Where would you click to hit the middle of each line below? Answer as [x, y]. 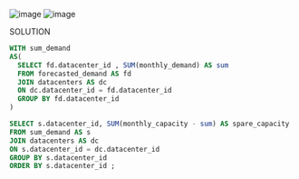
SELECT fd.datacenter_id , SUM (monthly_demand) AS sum [123, 65]
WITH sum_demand [40, 48]
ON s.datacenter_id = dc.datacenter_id [85, 149]
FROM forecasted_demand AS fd [74, 74]
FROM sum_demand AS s [50, 132]
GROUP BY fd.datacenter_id [68, 99]
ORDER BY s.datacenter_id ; [63, 166]
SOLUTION [30, 31]
